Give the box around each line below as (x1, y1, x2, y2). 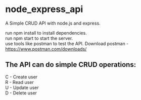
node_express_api (5, 4, 83, 15)
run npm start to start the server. (5, 35, 73, 41)
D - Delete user (5, 89, 37, 96)
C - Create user (5, 74, 38, 80)
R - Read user (5, 79, 34, 85)
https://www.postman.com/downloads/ (5, 46, 87, 52)
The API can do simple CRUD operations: (5, 60, 136, 69)
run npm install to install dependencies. (5, 30, 87, 36)
